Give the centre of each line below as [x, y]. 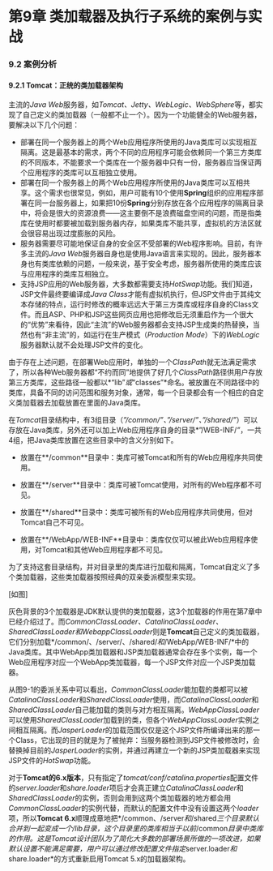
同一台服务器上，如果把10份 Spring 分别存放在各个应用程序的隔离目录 [149, 203]
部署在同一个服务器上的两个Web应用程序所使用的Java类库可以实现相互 [139, 142]
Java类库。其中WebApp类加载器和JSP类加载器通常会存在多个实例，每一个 [133, 652]
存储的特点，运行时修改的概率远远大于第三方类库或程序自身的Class [140, 304]
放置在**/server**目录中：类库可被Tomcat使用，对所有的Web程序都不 [137, 485]
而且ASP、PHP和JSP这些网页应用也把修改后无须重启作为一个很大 [144, 315]
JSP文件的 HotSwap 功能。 [52, 761]
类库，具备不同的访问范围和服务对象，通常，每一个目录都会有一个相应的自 [132, 393]
